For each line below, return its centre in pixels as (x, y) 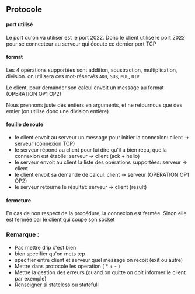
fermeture (19, 200)
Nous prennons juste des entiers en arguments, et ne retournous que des (94, 105)
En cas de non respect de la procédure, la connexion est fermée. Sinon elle (96, 213)
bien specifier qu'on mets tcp (50, 254)
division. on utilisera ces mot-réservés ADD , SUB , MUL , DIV (73, 76)
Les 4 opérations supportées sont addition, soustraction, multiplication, (92, 70)
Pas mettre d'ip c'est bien (45, 247)
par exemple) (30, 278)
